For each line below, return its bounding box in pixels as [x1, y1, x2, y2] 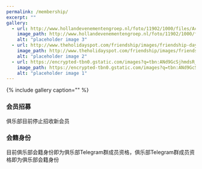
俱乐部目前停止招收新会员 [6, 117, 70, 125]
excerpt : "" [6, 14, 36, 20]
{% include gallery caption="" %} [6, 86, 89, 93]
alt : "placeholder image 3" [17, 37, 87, 43]
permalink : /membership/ [6, 8, 69, 15]
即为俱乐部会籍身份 [11, 156, 59, 163]
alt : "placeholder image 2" [17, 53, 87, 59]
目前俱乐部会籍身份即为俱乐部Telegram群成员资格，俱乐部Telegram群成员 [6, 148, 190, 156]
